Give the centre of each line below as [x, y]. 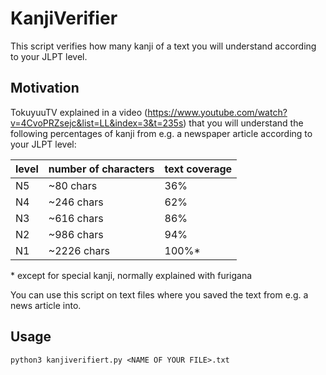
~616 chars [76, 218]
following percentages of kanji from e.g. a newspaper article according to [161, 133]
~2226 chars [79, 250]
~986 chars [76, 234]
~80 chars [73, 185]
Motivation [45, 88]
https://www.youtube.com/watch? [217, 112]
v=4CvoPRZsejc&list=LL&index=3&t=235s [97, 123]
